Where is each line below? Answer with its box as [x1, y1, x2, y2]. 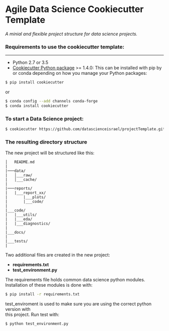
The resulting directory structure [5, 138, 88, 145]
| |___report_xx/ [5, 190, 46, 195]
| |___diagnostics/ [5, 221, 51, 227]
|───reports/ [5, 186, 33, 191]
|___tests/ [5, 239, 28, 244]
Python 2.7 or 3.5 [12, 59, 49, 66]
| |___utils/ [5, 212, 37, 217]
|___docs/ [5, 230, 26, 235]
